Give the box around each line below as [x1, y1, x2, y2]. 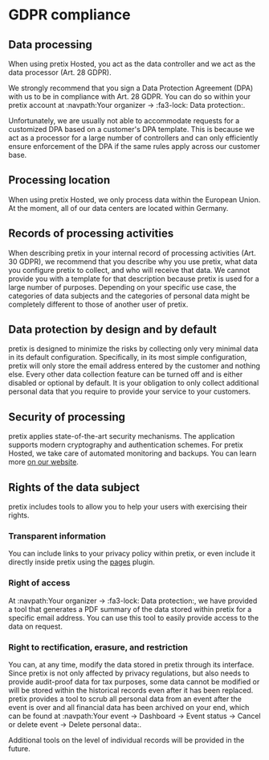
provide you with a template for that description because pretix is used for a [8, 274, 259, 283]
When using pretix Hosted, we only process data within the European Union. [8, 195, 261, 204]
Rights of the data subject [8, 481, 141, 494]
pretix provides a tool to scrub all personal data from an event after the [8, 694, 243, 704]
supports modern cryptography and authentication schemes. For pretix [8, 440, 243, 450]
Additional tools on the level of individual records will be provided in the [8, 735, 245, 745]
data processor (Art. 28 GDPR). [8, 68, 112, 77]
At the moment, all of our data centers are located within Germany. [8, 203, 229, 213]
